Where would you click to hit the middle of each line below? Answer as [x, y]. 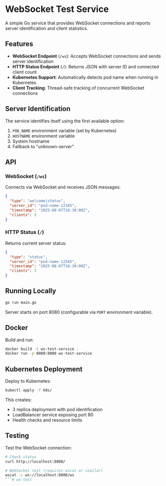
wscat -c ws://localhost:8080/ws [40, 475]
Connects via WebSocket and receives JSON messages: [63, 187]
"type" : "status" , [29, 257]
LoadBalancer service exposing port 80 [53, 415]
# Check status [21, 457]
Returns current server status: [36, 243]
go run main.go [21, 302]
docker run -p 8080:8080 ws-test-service [49, 354]
